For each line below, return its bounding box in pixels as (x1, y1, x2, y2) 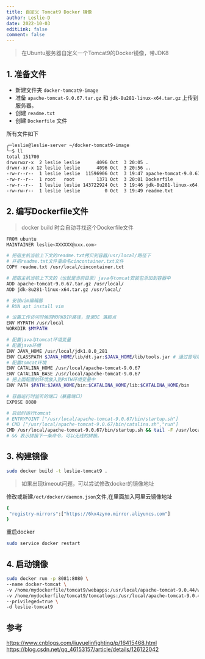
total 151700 (6, 154, 40, 160)
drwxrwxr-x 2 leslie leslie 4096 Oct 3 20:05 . (6, 159, 149, 165)
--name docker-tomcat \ (6, 581, 67, 587)
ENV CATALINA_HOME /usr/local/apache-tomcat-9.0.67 (6, 365, 140, 371)
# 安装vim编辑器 (6, 298, 43, 304)
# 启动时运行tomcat (6, 410, 51, 416)
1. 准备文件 (6, 69, 47, 80)
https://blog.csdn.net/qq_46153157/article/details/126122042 (6, 646, 159, 653)
